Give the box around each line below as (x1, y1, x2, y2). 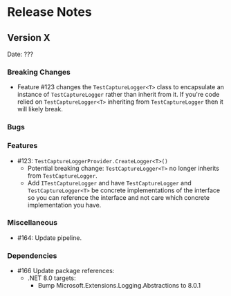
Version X (7, 32, 50, 44)
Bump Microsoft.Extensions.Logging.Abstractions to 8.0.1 (37, 281, 201, 290)
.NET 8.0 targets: (27, 274, 76, 282)
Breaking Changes (7, 67, 71, 77)
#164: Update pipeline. (17, 233, 82, 242)
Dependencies (7, 250, 57, 260)
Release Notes (7, 4, 92, 20)
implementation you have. (27, 201, 102, 209)
